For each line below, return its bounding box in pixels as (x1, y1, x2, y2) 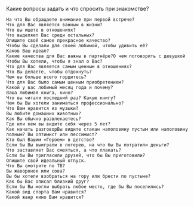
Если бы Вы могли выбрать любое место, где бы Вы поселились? (6, 184, 164, 190)
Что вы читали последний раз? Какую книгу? (6, 95, 116, 101)
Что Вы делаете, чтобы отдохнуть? (6, 69, 93, 75)
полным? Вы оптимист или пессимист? (6, 131, 97, 137)
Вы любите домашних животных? (6, 110, 82, 116)
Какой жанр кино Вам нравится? (6, 194, 84, 200)
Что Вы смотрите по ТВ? (6, 163, 66, 169)
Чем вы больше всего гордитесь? (6, 74, 87, 80)
